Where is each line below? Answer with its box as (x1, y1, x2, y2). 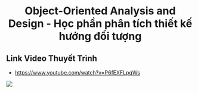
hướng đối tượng (58, 30, 142, 43)
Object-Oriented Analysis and (24, 4, 176, 18)
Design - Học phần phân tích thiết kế (8, 17, 193, 30)
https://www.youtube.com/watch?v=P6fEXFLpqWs (14, 69, 140, 76)
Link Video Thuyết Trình (6, 53, 97, 63)
